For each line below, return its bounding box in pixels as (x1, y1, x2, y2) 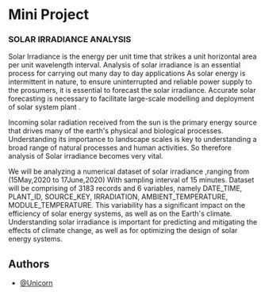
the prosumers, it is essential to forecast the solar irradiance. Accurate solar (8, 86, 256, 95)
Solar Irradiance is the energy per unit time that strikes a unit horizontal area (8, 52, 257, 61)
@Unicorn (19, 278, 53, 288)
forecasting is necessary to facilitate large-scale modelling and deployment (8, 94, 255, 104)
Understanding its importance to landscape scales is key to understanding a (8, 135, 257, 144)
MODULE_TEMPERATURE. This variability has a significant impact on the (8, 201, 246, 210)
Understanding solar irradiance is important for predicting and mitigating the (8, 217, 258, 227)
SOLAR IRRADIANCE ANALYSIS (8, 34, 132, 45)
